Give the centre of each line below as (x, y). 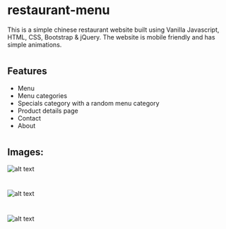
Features (27, 72)
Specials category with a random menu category (89, 103)
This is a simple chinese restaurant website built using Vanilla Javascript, (113, 30)
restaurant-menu (59, 10)
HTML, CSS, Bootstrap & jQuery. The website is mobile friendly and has (111, 37)
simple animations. (35, 44)
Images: (25, 152)
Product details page (48, 111)
